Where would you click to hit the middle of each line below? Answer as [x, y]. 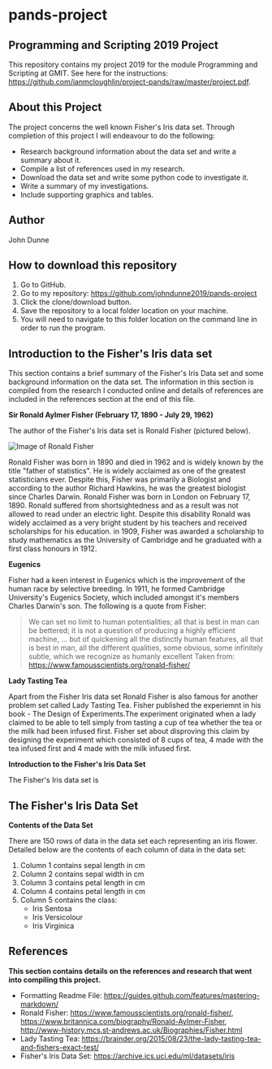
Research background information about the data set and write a [128, 151]
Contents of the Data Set [51, 825]
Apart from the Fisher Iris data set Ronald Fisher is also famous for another [133, 696]
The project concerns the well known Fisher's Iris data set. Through [122, 127]
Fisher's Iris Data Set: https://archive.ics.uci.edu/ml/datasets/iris [127, 1056]
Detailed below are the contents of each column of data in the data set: [127, 850]
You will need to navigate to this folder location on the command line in [138, 320]
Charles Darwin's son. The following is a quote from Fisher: [108, 606]
